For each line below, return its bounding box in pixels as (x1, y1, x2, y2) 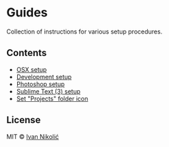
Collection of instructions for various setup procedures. (6, 27, 163, 36)
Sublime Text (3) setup (16, 87, 81, 95)
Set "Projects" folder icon (16, 94, 88, 103)
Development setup (16, 72, 73, 81)
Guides (6, 5, 49, 21)
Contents (6, 47, 47, 59)
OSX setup (16, 65, 47, 73)
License (6, 114, 41, 126)
